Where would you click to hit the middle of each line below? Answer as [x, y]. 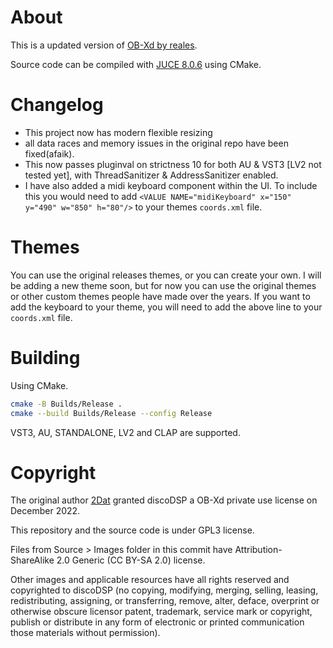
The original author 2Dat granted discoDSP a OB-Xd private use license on [164, 500]
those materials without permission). [85, 633]
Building [45, 358]
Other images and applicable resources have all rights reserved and [150, 580]
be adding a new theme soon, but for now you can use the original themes [163, 285]
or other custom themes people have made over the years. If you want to [160, 296]
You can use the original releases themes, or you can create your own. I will [166, 275]
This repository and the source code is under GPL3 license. [132, 530]
